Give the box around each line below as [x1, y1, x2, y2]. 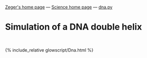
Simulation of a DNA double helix [5, 22, 143, 32]
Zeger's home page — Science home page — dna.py [5, 4, 113, 10]
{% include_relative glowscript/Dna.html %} [5, 47, 94, 53]
